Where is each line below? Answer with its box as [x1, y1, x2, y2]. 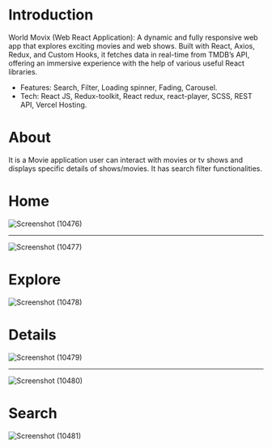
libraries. [8, 66, 38, 76]
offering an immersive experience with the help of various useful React [8, 58, 245, 68]
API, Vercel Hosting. [19, 100, 87, 109]
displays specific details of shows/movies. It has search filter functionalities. [8, 164, 263, 173]
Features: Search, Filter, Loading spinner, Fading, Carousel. [19, 83, 218, 92]
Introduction [8, 6, 94, 24]
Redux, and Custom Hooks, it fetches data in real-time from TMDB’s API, [8, 49, 250, 59]
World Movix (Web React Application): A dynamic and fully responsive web [8, 32, 258, 42]
